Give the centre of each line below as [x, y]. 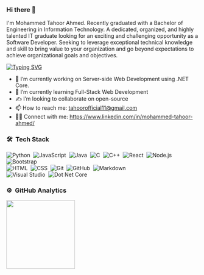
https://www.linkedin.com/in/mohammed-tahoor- [131, 117]
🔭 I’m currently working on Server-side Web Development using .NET [102, 79]
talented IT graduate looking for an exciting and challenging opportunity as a [102, 36]
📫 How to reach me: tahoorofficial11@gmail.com [76, 108]
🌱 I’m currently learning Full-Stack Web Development [82, 92]
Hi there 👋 [21, 10]
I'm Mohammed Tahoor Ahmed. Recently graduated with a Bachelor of [95, 23]
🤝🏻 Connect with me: [42, 117]
